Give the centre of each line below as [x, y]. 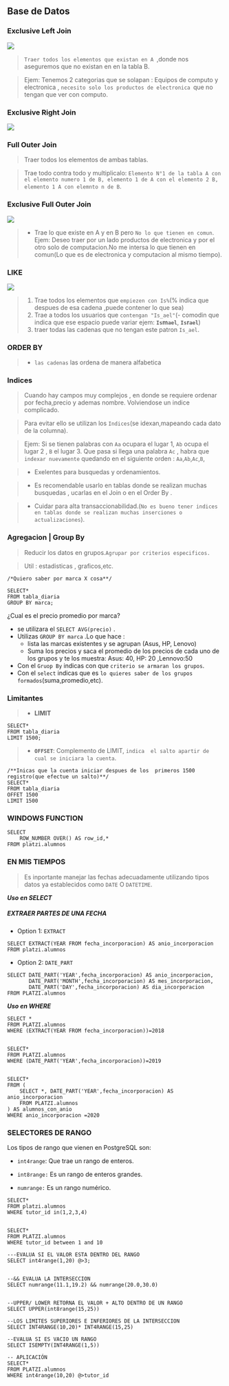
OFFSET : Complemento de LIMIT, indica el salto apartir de [122, 751]
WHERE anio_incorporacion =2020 [53, 1115]
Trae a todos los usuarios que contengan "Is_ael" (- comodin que [127, 315]
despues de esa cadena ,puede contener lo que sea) [109, 307]
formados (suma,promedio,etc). [60, 680]
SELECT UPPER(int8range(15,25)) [53, 1309]
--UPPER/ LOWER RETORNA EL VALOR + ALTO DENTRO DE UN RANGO [95, 1303]
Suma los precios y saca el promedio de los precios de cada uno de [123, 651]
